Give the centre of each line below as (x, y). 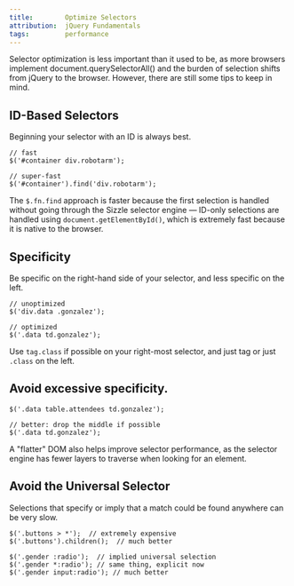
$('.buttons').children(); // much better (91, 541)
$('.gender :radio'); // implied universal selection (113, 557)
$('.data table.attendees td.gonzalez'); (87, 409)
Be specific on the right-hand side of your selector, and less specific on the (147, 278)
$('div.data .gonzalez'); (57, 312)
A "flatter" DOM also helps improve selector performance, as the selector (143, 448)
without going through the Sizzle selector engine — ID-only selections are (144, 210)
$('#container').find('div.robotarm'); (83, 184)
